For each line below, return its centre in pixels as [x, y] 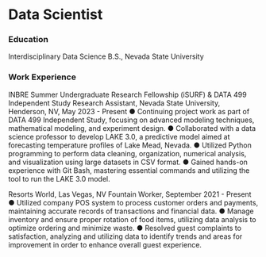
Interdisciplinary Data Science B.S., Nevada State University [106, 56]
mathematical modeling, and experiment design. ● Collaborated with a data [132, 128]
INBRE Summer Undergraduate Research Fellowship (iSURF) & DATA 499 [128, 94]
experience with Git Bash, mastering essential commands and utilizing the [129, 170]
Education [29, 40]
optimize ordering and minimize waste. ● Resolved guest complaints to [125, 228]
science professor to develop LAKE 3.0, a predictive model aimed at [119, 136]
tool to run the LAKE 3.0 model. [59, 178]
